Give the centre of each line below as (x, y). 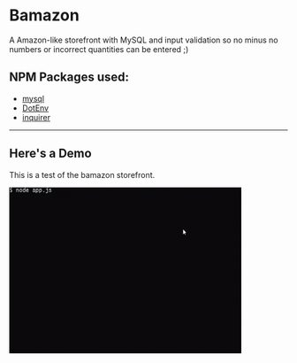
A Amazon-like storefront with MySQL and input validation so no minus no (144, 40)
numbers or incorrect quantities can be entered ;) (99, 49)
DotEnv (35, 108)
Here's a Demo (50, 154)
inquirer (36, 117)
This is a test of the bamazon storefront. (82, 174)
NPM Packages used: (69, 77)
